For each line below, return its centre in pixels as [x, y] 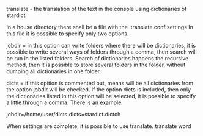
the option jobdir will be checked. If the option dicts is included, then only [99, 90]
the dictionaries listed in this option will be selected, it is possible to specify [101, 96]
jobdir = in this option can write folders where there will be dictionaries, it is [101, 45]
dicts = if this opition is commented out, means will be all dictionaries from [100, 83]
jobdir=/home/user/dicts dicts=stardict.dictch [64, 114]
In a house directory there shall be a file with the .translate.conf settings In [100, 27]
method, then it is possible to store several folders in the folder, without [96, 65]
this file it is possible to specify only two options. [68, 34]
